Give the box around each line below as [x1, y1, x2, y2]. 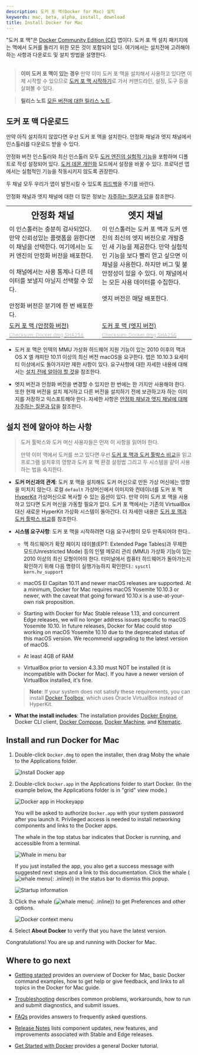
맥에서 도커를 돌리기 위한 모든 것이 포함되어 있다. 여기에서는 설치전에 [12, 44, 170, 51]
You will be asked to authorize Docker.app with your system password [14, 809, 184, 816]
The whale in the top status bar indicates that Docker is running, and [14, 833, 181, 840]
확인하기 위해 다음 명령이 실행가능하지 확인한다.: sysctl [23, 563, 151, 570]
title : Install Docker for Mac [6, 19, 83, 25]
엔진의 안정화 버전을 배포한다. [16, 251, 93, 260]
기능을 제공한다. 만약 [115, 243, 170, 251]
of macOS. [23, 641, 49, 648]
